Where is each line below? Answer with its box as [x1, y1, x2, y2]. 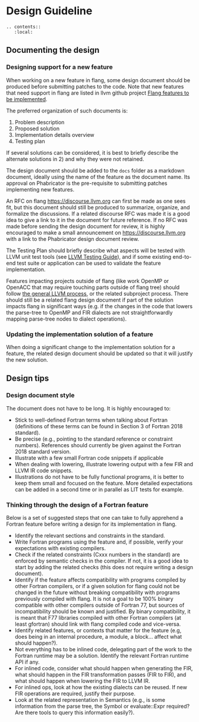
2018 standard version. [14, 448, 71, 455]
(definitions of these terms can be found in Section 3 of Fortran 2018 [14, 422, 183, 429]
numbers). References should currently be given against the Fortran [14, 441, 181, 448]
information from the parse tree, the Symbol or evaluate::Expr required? [14, 702, 190, 710]
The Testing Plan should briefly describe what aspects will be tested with [6, 247, 185, 254]
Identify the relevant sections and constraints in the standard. [14, 532, 165, 539]
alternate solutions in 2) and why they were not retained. [6, 155, 144, 162]
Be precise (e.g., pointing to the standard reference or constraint [14, 435, 173, 442]
